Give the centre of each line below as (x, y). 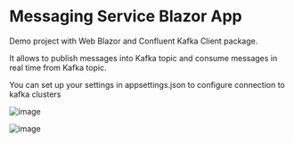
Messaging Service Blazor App (126, 16)
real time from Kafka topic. (58, 68)
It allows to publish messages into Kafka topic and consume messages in (143, 58)
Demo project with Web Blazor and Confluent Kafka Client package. (134, 41)
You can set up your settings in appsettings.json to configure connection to (147, 84)
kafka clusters (35, 94)
